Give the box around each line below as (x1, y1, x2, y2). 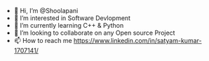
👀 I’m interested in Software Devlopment (13, 14, 131, 22)
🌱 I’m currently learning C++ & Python (13, 21, 124, 29)
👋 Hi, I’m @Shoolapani (13, 7, 79, 15)
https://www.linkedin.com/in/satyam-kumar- (73, 37, 202, 44)
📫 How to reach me (13, 37, 72, 44)
